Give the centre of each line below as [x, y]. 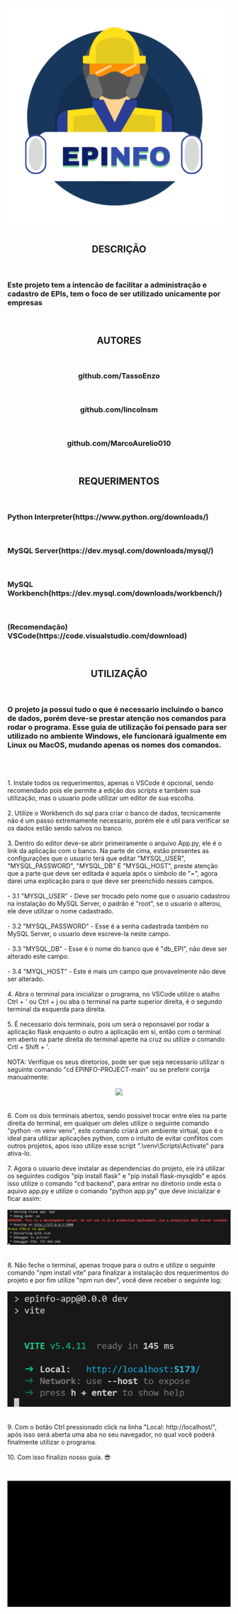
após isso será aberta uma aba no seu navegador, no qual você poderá [111, 1434]
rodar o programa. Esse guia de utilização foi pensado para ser [117, 727]
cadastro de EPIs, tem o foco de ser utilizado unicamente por [114, 294]
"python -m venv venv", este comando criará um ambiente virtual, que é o [115, 1131]
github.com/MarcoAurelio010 [119, 444]
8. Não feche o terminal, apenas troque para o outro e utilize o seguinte [112, 1265]
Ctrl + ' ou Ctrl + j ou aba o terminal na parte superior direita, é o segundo [115, 1001]
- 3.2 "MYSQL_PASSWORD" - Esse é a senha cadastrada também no [108, 926]
